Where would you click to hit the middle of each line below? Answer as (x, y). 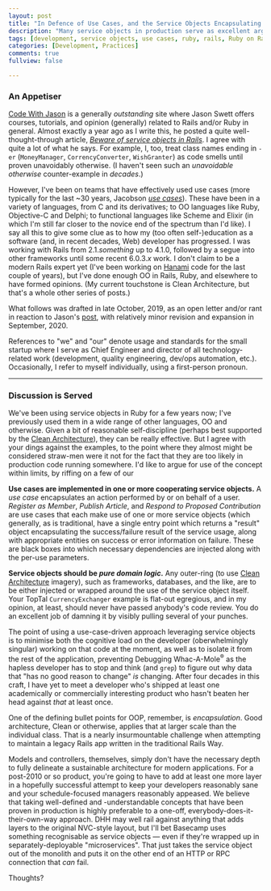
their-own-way (33, 819)
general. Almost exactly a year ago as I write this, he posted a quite (120, 131)
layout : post (30, 16)
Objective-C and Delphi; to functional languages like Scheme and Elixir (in (131, 216)
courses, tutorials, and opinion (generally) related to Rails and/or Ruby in (128, 123)
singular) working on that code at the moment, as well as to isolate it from (130, 649)
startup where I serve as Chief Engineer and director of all (105, 350)
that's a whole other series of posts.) (69, 293)
